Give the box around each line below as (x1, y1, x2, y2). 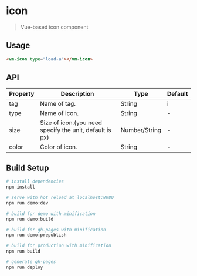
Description (60, 90, 94, 98)
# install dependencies (6, 179, 64, 184)
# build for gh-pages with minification (6, 227, 107, 233)
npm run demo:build (6, 216, 54, 222)
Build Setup (6, 163, 49, 173)
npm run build (6, 248, 41, 254)
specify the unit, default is (40, 126, 111, 134)
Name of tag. (40, 100, 76, 108)
